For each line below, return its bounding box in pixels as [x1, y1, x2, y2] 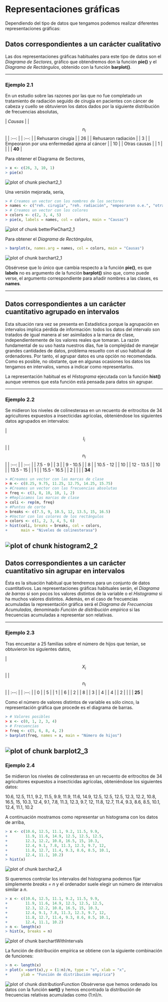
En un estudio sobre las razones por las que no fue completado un [5, 93, 142, 99]
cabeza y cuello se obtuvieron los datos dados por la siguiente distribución [5, 103, 160, 109]
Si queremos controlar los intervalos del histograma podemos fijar [5, 876, 141, 882]
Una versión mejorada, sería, [5, 189, 64, 195]
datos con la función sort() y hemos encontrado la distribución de [5, 986, 141, 992]
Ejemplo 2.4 [5, 762, 35, 769]
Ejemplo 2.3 [5, 629, 35, 636]
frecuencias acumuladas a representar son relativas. [5, 612, 113, 618]
